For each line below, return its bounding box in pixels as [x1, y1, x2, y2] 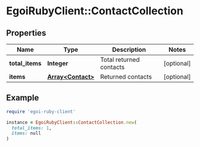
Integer [47, 60, 68, 67]
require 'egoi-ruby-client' [6, 108, 76, 114]
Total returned [100, 55, 140, 64]
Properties [6, 28, 46, 38]
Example [6, 93, 39, 103]
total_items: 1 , [11, 125, 52, 131]
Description [112, 46, 146, 54]
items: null [11, 130, 42, 136]
